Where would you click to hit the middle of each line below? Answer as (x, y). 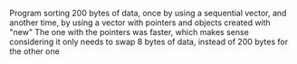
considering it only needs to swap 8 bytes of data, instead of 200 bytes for (148, 41)
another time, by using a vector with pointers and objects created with (140, 23)
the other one (35, 51)
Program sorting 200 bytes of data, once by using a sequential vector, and (148, 13)
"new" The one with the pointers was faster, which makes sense (129, 32)
